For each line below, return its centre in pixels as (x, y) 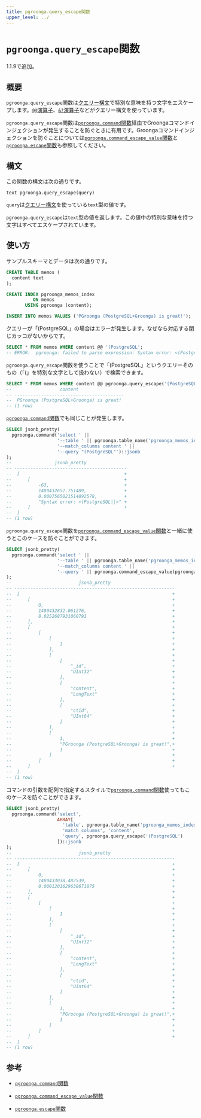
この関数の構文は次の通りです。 (45, 182)
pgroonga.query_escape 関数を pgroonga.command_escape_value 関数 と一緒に (97, 531)
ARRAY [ (65, 820)
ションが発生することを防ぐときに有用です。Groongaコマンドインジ (111, 130)
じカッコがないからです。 (37, 336)
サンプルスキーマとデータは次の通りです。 (58, 261)
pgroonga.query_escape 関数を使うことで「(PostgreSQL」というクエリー (95, 365)
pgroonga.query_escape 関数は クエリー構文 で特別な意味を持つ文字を (89, 103)
